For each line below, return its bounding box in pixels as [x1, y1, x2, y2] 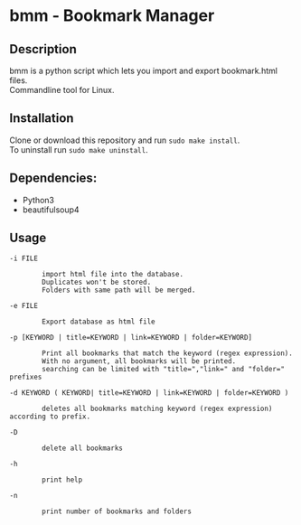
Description [9, 42, 77, 57]
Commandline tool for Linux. [9, 85, 115, 95]
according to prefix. [9, 412, 91, 421]
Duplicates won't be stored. [42, 277, 152, 287]
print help [42, 475, 83, 484]
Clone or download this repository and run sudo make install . [9, 135, 240, 145]
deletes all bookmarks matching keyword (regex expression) [42, 404, 273, 414]
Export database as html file [42, 317, 155, 326]
